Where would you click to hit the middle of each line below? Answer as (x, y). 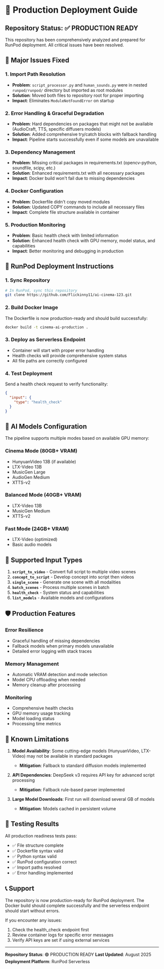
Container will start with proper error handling (58, 350)
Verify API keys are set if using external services (61, 940)
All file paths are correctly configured (50, 361)
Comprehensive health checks (43, 708)
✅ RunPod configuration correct (44, 862)
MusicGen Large (29, 472)
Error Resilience (24, 630)
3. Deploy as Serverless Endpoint (45, 339)
